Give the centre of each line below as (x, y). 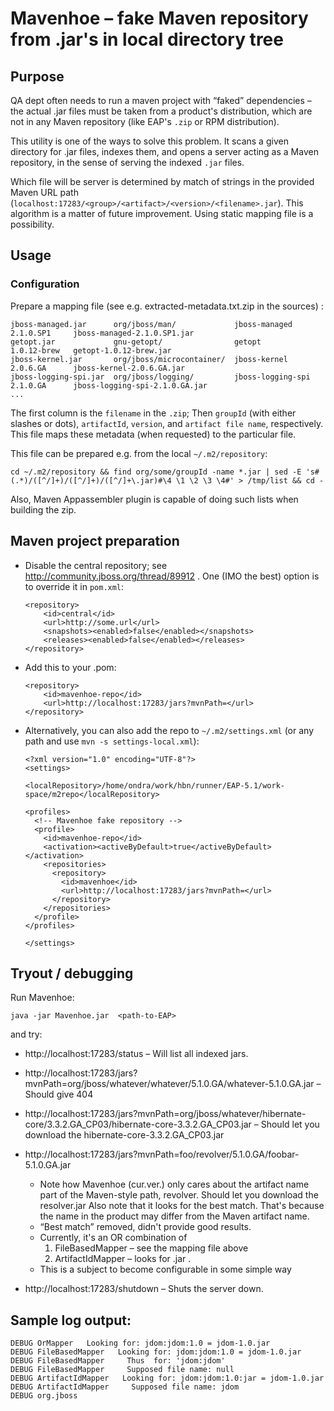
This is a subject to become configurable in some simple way (165, 1269)
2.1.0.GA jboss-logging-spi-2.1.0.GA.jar (109, 385)
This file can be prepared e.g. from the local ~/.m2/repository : (139, 453)
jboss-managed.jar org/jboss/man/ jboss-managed (151, 324)
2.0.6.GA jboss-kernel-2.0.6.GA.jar (98, 368)
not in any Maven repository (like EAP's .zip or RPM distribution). (145, 121)
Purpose (37, 76)
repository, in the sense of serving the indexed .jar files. (127, 162)
